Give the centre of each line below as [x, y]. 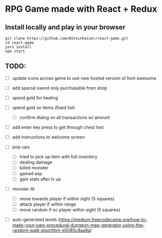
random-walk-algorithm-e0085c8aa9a [51, 230]
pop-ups [21, 147]
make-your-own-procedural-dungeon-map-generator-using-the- [78, 225]
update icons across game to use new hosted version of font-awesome [84, 78]
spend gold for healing [35, 98]
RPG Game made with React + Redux [81, 9]
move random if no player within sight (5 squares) [70, 210]
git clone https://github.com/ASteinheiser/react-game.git [67, 38]
